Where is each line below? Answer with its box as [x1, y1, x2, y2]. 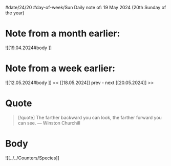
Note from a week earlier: [5, 63, 116, 74]
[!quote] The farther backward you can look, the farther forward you [17, 114, 162, 120]
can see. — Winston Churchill [17, 120, 80, 126]
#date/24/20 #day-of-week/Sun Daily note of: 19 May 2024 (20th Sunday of [5, 5, 166, 10]
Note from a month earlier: [5, 28, 120, 39]
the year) [5, 10, 25, 16]
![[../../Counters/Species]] [5, 155, 60, 161]
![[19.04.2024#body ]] [5, 45, 52, 51]
